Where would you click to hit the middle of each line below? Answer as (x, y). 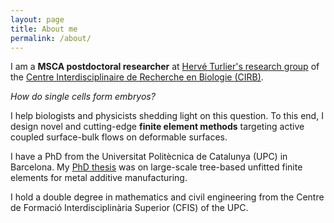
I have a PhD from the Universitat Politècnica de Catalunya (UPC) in (149, 157)
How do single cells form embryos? (83, 97)
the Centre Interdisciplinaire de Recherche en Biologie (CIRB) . (137, 77)
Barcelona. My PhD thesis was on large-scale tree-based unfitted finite (156, 167)
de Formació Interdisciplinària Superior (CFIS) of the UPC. (129, 208)
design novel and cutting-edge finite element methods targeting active (157, 127)
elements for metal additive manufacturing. (99, 178)
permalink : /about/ (51, 38)
